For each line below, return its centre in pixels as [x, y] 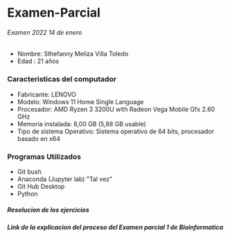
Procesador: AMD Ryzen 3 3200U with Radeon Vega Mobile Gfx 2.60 [116, 109]
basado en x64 [39, 138]
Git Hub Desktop [41, 186]
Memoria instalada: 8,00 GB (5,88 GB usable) [82, 124]
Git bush [29, 171]
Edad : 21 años [38, 61]
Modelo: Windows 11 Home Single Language [80, 101]
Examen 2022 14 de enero [45, 32]
